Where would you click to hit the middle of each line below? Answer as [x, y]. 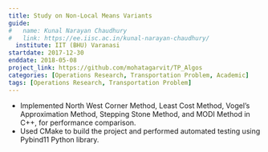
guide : [19, 23]
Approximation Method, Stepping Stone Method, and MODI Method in [135, 114]
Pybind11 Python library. [59, 139]
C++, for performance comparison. [78, 122]
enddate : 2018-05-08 [43, 61]
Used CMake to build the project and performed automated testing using [140, 131]
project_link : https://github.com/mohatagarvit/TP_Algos [106, 68]
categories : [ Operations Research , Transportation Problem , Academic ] [129, 75]
